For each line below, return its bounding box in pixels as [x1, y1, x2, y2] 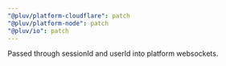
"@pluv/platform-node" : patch [7, 19, 109, 27]
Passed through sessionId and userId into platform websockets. [7, 49, 219, 59]
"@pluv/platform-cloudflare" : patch [7, 11, 130, 20]
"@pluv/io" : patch [7, 27, 69, 35]
